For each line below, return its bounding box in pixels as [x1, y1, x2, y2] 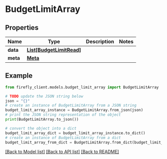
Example [5, 71, 33, 80]
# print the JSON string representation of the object [5, 112, 121, 118]
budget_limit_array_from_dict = [5, 140, 72, 145]
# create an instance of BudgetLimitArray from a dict [5, 135, 121, 140]
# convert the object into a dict [5, 126, 77, 131]
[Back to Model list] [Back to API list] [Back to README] [5, 149, 119, 155]
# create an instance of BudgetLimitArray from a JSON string [5, 103, 137, 108]
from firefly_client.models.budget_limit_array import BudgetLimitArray [5, 85, 159, 90]
